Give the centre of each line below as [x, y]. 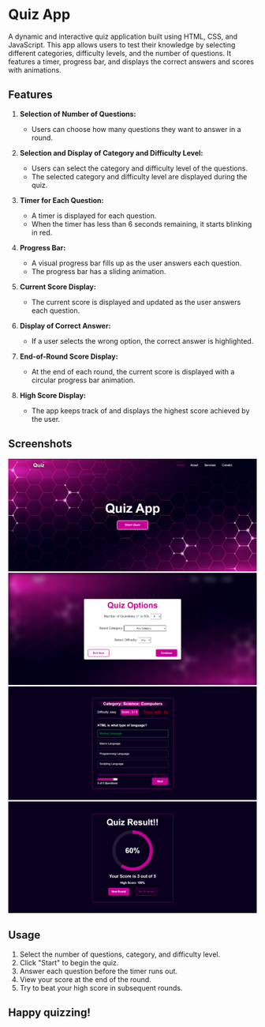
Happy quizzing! [49, 1012]
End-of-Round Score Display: [69, 356]
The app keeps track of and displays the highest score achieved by [140, 410]
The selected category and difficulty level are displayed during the [139, 176]
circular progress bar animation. [83, 380]
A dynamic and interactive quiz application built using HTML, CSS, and [123, 36]
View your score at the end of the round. [85, 979]
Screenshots [40, 444]
